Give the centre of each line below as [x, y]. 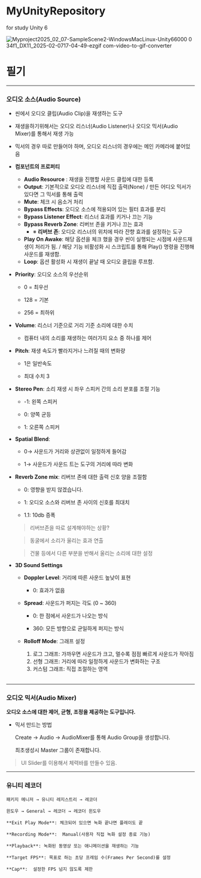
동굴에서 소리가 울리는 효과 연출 [66, 541]
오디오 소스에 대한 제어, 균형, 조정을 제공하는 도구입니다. [71, 712]
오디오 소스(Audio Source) [44, 99]
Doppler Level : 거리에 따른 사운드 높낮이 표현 [77, 578]
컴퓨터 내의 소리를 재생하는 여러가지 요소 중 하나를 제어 [88, 338]
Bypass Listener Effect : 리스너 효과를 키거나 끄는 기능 [88, 217]
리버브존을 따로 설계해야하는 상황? [69, 528]
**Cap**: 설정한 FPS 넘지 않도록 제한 [50, 869]
